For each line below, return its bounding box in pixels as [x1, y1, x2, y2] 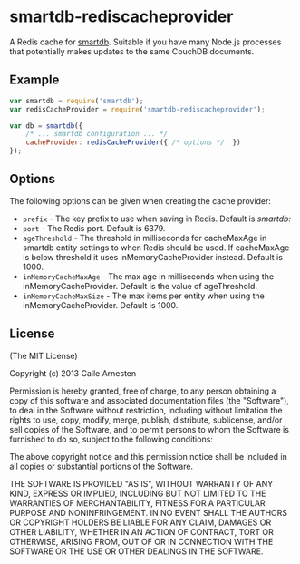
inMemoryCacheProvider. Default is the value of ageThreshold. [22, 280, 258, 291]
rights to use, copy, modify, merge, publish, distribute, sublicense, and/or [9, 414, 283, 425]
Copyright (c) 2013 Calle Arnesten [9, 367, 137, 378]
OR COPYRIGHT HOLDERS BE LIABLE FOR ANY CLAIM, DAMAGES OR [9, 517, 272, 528]
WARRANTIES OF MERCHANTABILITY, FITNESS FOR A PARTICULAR [9, 497, 266, 509]
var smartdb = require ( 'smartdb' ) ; [9, 96, 144, 105]
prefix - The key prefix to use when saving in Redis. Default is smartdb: [22, 213, 292, 224]
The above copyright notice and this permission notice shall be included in [9, 451, 287, 462]
